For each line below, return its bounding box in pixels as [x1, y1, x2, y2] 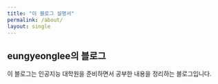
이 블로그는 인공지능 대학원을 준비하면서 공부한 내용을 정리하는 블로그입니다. [7, 70, 212, 78]
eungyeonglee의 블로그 [7, 50, 106, 62]
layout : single [7, 23, 51, 30]
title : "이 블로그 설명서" [7, 10, 75, 17]
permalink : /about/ [7, 17, 63, 23]
